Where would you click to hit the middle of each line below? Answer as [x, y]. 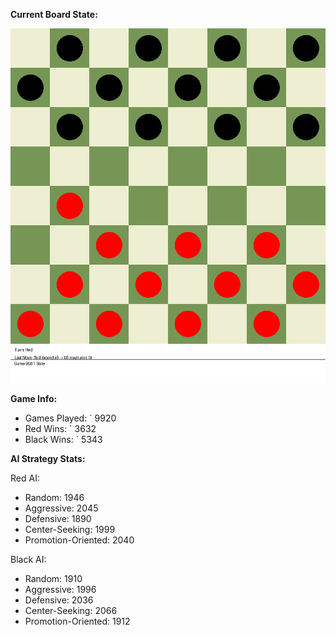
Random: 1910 [53, 578]
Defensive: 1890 [58, 518]
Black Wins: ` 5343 [63, 439]
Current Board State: [54, 14]
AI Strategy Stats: [48, 458]
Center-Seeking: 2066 [71, 610]
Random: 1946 [54, 497]
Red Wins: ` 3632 [60, 428]
